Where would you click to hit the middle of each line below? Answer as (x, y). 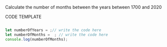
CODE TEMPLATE (23, 17)
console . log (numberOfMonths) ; (37, 39)
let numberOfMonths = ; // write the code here (57, 35)
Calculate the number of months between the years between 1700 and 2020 (83, 7)
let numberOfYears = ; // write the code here (53, 30)
